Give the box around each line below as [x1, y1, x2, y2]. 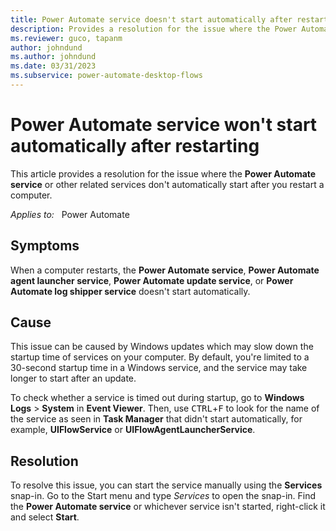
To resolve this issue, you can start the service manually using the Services [10, 479, 323, 491]
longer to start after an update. [10, 372, 137, 385]
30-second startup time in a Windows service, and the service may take [10, 362, 308, 374]
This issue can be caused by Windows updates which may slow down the [10, 341, 314, 353]
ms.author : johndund [10, 52, 97, 62]
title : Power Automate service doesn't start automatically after [10, 14, 293, 25]
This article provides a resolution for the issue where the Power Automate [10, 167, 317, 180]
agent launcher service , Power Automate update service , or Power [10, 274, 294, 286]
